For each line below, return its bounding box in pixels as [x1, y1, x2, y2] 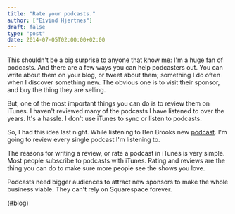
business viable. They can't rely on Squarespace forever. [7, 185, 172, 194]
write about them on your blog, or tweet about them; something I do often [7, 71, 220, 80]
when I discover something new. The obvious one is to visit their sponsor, [7, 78, 220, 87]
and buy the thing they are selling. [7, 86, 106, 94]
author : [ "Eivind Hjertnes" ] [7, 17, 93, 24]
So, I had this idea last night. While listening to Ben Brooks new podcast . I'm [7, 128, 227, 137]
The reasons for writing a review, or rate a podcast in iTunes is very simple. [7, 149, 225, 158]
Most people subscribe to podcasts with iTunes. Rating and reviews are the [7, 156, 225, 165]
